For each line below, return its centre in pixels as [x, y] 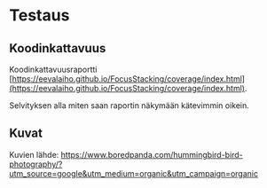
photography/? [36, 164]
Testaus [39, 16]
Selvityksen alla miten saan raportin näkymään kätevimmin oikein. [130, 106]
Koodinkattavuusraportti [53, 69]
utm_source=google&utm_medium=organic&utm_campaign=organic [134, 173]
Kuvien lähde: [34, 154]
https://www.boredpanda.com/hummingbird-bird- [152, 154]
